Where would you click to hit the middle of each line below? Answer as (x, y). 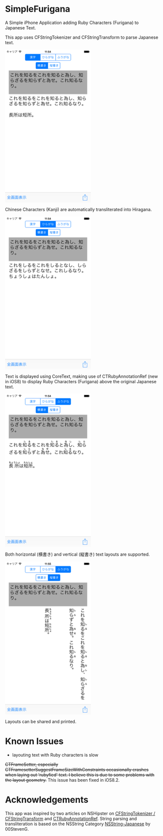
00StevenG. (17, 829)
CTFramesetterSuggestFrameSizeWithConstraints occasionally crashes (77, 769)
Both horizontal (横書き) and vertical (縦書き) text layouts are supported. (78, 554)
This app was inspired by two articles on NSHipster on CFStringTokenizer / (80, 813)
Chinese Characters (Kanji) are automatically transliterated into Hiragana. (79, 209)
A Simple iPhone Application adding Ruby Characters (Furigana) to (72, 23)
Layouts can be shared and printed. (41, 721)
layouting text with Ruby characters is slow (55, 755)
